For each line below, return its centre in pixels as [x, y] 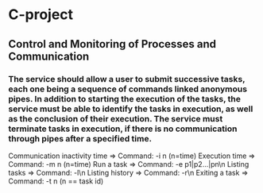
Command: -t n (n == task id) [56, 181]
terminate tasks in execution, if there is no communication [123, 129]
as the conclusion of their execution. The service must [116, 118]
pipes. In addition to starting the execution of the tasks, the [124, 98]
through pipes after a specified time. [80, 138]
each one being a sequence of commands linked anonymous [128, 89]
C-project [41, 15]
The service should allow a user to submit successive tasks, [127, 79]
